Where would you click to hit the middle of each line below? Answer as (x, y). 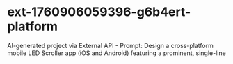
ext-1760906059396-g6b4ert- (99, 12)
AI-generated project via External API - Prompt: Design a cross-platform (111, 45)
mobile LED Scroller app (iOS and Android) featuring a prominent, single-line (116, 53)
